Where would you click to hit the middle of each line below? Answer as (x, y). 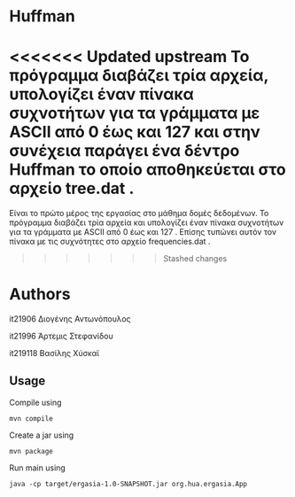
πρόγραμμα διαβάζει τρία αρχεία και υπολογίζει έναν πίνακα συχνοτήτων (147, 222)
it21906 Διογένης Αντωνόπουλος (70, 319)
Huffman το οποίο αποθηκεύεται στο (147, 170)
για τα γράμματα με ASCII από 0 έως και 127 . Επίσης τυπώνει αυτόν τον (143, 232)
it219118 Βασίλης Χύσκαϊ (54, 353)
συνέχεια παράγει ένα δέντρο (124, 151)
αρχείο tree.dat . (72, 189)
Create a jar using (42, 435)
